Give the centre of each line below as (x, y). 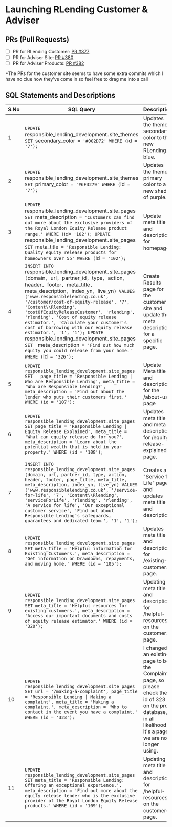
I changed (155, 648)
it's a (149, 731)
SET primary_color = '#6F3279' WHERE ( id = (78, 184)
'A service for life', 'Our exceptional (74, 505)
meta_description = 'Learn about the (71, 442)
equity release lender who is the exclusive (80, 795)
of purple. (155, 197)
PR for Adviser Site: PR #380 (43, 58)
